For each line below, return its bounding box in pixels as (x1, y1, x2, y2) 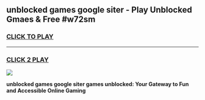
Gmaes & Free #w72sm (6, 15, 96, 25)
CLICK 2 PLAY (6, 55, 49, 64)
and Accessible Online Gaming (6, 87, 86, 94)
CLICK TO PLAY (6, 33, 54, 41)
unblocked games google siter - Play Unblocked (6, 5, 192, 15)
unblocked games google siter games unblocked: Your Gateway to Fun (6, 80, 189, 87)
